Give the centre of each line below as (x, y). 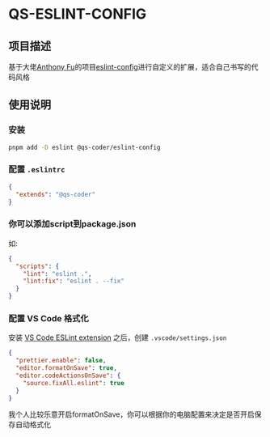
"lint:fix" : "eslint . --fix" (74, 281)
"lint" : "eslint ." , (57, 274)
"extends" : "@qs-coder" (55, 194)
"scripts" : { (38, 266)
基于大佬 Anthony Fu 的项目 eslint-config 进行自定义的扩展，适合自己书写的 (130, 67)
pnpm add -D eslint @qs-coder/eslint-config (84, 147)
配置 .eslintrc (37, 169)
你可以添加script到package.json (72, 224)
